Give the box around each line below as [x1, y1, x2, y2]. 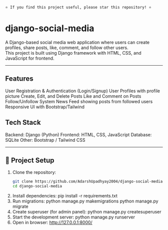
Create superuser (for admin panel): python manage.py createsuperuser [12, 209, 161, 215]
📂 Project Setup [5, 156, 54, 164]
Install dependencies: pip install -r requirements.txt [12, 193, 117, 199]
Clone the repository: [12, 169, 56, 175]
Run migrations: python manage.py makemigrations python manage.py [12, 198, 158, 204]
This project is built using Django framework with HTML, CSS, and [5, 50, 141, 56]
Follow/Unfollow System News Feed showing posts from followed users [5, 98, 153, 104]
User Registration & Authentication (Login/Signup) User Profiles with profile [5, 88, 160, 94]
